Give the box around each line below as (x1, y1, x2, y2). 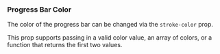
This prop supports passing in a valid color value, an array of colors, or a (7, 33, 212, 42)
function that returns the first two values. (7, 41, 123, 49)
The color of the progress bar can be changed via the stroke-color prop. (7, 21, 214, 29)
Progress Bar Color (7, 5, 72, 14)
